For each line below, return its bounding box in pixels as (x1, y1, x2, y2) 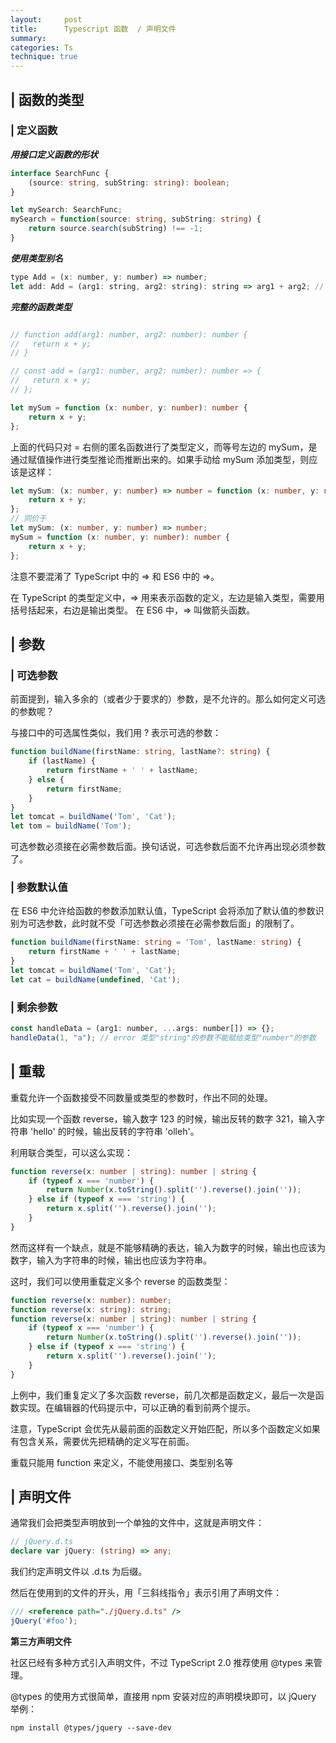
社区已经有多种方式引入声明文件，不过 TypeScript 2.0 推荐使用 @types (10, 1656, 303, 1668)
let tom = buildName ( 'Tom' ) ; (10, 821, 132, 831)
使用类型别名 (10, 252, 63, 264)
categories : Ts (10, 42, 74, 53)
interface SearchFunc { (10, 168, 110, 178)
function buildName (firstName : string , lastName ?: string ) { (10, 747, 271, 757)
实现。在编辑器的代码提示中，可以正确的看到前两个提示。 (18, 1401, 256, 1413)
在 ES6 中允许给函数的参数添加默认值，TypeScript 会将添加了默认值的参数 (10, 905, 316, 917)
